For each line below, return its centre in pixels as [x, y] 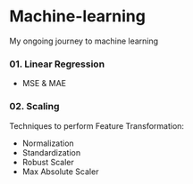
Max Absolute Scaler [60, 172]
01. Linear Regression [57, 64]
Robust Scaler [48, 162]
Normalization [48, 143]
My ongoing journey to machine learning [84, 41]
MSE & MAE [44, 84]
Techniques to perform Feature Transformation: [97, 125]
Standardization [51, 152]
